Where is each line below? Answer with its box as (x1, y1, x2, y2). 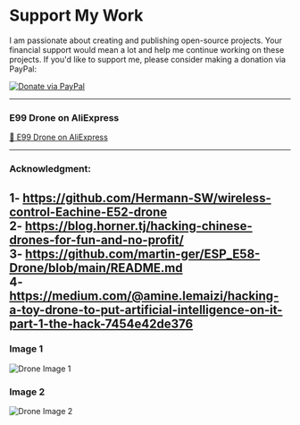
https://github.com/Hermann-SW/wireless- (21, 190, 271, 206)
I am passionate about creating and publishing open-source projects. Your (9, 35, 283, 46)
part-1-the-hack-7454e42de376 (9, 316, 194, 331)
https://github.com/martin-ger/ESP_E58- (25, 246, 261, 261)
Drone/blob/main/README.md (9, 260, 183, 276)
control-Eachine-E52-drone (9, 204, 168, 219)
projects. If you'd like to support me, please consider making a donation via (9, 54, 287, 64)
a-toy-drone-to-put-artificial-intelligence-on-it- (9, 302, 283, 318)
